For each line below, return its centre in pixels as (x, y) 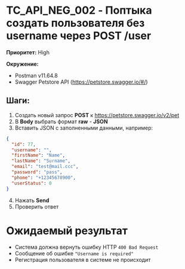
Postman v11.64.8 (36, 75)
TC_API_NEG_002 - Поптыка (79, 10)
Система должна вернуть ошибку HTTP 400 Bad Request (87, 247)
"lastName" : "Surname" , (41, 161)
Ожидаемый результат (67, 230)
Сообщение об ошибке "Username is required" (74, 253)
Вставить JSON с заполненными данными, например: (84, 128)
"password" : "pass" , (37, 172)
